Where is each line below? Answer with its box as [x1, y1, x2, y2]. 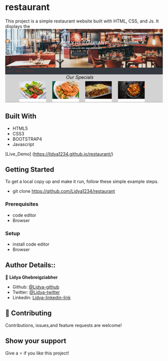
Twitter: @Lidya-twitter [12, 289, 60, 295]
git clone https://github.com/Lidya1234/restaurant [12, 188, 115, 194]
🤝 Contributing [5, 309, 52, 318]
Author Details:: [5, 261, 56, 270]
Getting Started [5, 165, 54, 174]
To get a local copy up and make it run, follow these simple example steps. [5, 179, 159, 185]
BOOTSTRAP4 [12, 136, 42, 142]
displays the [5, 23, 30, 29]
